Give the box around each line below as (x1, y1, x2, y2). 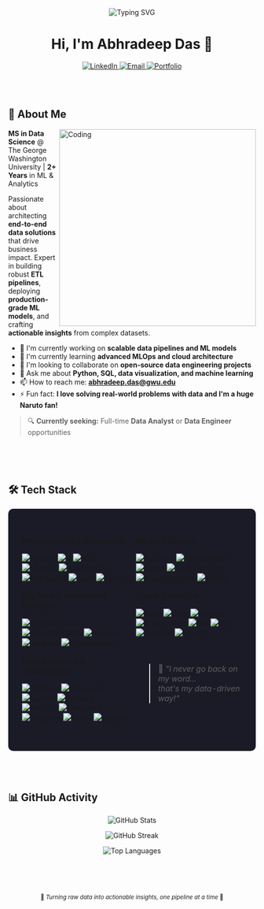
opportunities (27, 427, 71, 436)
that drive (8, 236, 39, 245)
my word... (158, 673, 197, 684)
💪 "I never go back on (158, 663, 238, 674)
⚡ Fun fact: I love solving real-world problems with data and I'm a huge (19, 389, 254, 399)
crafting (8, 319, 34, 329)
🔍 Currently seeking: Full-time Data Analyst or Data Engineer (27, 416, 232, 425)
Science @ (8, 137, 45, 147)
